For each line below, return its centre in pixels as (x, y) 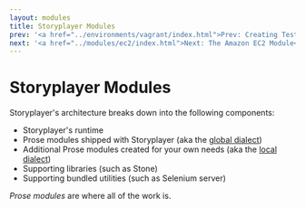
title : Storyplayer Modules (63, 26)
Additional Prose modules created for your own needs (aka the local (150, 149)
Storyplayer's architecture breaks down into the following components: (142, 113)
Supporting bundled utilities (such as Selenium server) (124, 178)
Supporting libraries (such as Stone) (90, 169)
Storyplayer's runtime (63, 130)
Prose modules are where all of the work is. (90, 196)
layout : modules (40, 18)
